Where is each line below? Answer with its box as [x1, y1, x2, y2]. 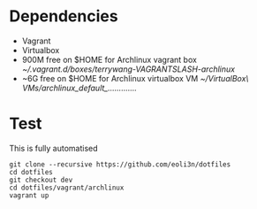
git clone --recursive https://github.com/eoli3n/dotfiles [9, 159, 231, 169]
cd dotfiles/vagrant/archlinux [9, 183, 125, 192]
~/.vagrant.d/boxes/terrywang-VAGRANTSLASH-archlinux [21, 64, 236, 74]
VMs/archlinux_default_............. [21, 82, 138, 93]
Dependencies [9, 6, 118, 27]
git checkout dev [9, 175, 73, 184]
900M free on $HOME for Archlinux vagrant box [21, 54, 197, 65]
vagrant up [9, 190, 49, 200]
